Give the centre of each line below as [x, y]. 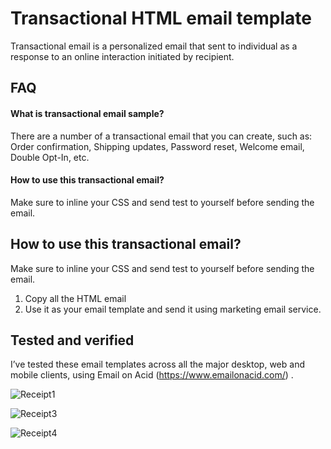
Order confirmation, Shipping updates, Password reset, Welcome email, [157, 146]
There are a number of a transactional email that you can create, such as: [161, 136]
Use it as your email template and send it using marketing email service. [173, 309]
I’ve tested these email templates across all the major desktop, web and [157, 364]
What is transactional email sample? [87, 113]
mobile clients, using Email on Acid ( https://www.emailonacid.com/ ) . [152, 375]
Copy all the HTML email [75, 298]
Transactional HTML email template [161, 18]
